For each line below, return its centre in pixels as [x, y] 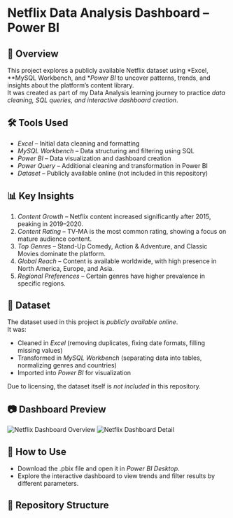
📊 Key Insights [41, 196]
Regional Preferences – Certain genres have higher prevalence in [111, 276]
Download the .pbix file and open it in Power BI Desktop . [98, 469]
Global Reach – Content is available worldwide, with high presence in [117, 261]
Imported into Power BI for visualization [74, 373]
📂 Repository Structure [58, 505]
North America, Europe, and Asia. [65, 268]
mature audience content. [55, 239]
